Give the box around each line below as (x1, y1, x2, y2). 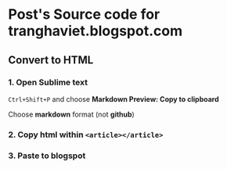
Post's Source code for (8, 5, 160, 23)
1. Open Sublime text (8, 77, 88, 88)
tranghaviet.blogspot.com (8, 22, 182, 40)
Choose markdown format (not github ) (8, 110, 135, 119)
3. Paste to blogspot (8, 150, 86, 161)
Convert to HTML (8, 53, 94, 67)
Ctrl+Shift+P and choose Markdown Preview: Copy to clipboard (8, 94, 219, 103)
